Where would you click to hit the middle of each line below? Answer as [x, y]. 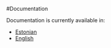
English [24, 38]
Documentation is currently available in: [56, 20]
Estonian [26, 32]
